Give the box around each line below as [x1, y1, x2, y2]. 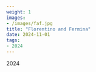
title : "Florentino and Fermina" [6, 26, 91, 32]
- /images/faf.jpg [6, 20, 53, 26]
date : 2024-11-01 [6, 32, 50, 38]
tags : [6, 37, 20, 43]
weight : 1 [6, 9, 32, 15]
